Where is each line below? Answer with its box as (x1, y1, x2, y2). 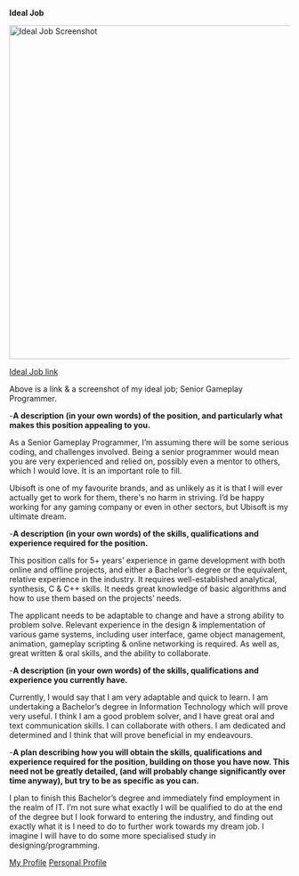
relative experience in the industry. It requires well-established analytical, (9, 574, 278, 584)
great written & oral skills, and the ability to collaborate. (9, 648, 211, 658)
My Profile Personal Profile (9, 857, 108, 867)
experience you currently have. (9, 675, 128, 685)
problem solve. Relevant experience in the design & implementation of (9, 620, 266, 630)
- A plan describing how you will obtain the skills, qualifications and (9, 747, 263, 758)
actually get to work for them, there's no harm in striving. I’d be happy (9, 492, 265, 502)
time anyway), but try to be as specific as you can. (9, 775, 199, 786)
